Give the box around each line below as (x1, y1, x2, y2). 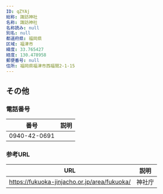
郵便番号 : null (6, 57, 40, 63)
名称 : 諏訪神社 (6, 19, 38, 25)
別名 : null (6, 30, 31, 36)
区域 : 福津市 (6, 41, 33, 47)
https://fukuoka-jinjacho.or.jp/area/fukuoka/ (9, 178, 131, 186)
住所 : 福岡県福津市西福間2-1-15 (6, 63, 75, 69)
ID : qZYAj (6, 8, 30, 15)
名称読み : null (6, 25, 40, 31)
